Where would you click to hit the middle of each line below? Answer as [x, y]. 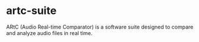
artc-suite [31, 11]
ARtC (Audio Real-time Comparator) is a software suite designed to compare [100, 27]
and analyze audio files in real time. [50, 33]
